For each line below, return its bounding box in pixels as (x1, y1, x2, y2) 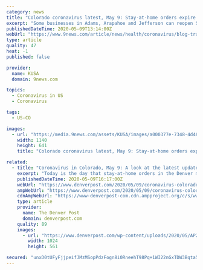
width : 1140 (17, 137, 47, 143)
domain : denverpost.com (22, 216, 83, 222)
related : (6, 159, 28, 165)
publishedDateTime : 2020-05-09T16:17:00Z (17, 176, 123, 182)
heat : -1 (6, 48, 28, 54)
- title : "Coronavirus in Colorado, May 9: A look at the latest (11, 165, 180, 171)
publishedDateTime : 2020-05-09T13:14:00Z (6, 25, 112, 32)
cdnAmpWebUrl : (17, 193, 53, 199)
